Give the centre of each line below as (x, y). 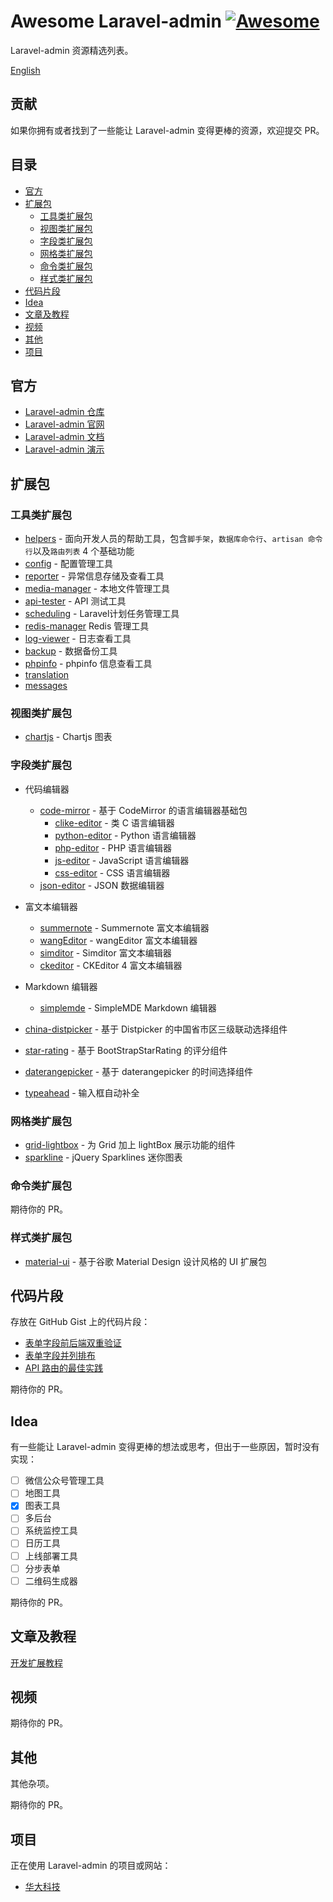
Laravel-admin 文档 (64, 437)
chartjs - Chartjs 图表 (68, 737)
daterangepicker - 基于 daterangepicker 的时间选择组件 (138, 1071)
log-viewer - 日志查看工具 (78, 639)
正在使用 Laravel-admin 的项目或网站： (91, 1865)
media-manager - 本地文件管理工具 (97, 589)
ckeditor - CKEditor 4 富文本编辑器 (111, 965)
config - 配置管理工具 (68, 564)
